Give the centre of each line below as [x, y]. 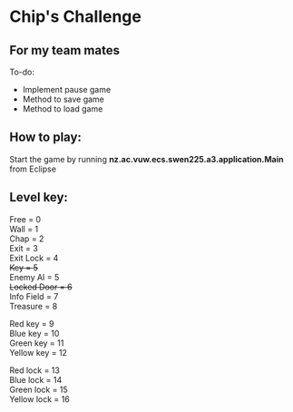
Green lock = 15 [39, 389]
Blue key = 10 [34, 333]
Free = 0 [25, 219]
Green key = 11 [37, 343]
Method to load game [63, 109]
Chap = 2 [27, 239]
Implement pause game [67, 89]
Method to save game [63, 99]
